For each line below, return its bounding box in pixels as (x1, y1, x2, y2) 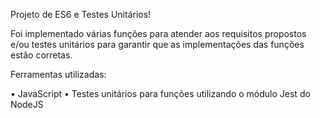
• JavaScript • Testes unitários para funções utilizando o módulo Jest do (10, 88, 311, 99)
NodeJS (10, 99, 44, 110)
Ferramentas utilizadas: (10, 69, 107, 80)
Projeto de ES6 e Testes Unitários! (10, 9, 152, 20)
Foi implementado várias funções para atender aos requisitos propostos (10, 28, 307, 39)
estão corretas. (10, 49, 73, 61)
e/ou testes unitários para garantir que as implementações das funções (10, 39, 305, 50)
